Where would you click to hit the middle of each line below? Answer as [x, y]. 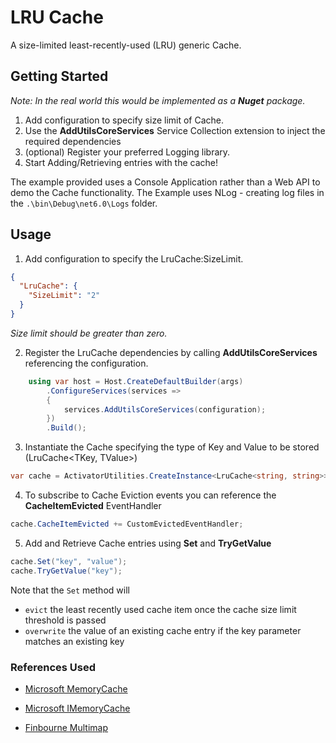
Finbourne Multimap [66, 727]
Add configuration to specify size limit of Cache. [124, 120]
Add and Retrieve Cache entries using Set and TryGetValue [148, 543]
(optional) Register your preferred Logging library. [127, 152]
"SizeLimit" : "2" [64, 296]
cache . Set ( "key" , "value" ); [69, 561]
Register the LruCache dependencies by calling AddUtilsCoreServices [171, 352]
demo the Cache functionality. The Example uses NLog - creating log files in [167, 192]
